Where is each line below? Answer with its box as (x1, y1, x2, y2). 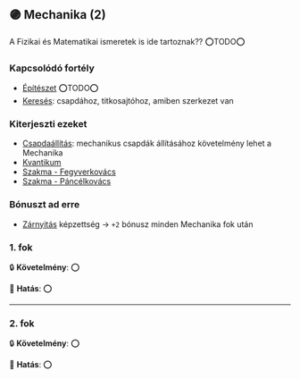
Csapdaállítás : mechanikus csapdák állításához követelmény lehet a (21, 138, 272, 149)
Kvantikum (21, 157, 62, 168)
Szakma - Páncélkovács (21, 176, 112, 187)
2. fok (9, 316, 35, 329)
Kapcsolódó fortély (9, 62, 96, 74)
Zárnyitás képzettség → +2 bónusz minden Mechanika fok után (21, 218, 254, 230)
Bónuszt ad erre (9, 198, 80, 211)
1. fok (9, 240, 33, 253)
